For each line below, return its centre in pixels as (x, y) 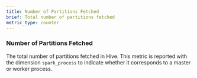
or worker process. (29, 69)
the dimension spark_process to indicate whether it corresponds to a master (98, 62)
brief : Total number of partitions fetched (61, 17)
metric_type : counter (33, 22)
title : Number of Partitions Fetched (53, 12)
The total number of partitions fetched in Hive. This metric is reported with (97, 56)
